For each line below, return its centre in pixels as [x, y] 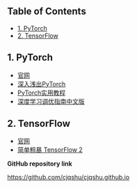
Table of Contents [47, 11]
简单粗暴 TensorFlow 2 [50, 150]
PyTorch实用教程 [41, 93]
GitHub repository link [40, 164]
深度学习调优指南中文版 [51, 101]
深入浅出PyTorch [41, 84]
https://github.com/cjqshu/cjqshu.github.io [68, 178]
